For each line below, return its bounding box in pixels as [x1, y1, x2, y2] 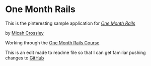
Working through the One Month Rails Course [5, 39, 100, 46]
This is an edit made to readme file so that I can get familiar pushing [5, 49, 146, 55]
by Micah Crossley [5, 30, 44, 36]
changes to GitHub [5, 54, 44, 61]
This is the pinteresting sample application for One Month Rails [5, 20, 135, 26]
